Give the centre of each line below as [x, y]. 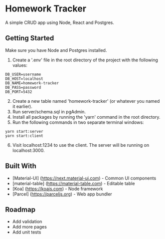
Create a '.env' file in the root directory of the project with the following [85, 60]
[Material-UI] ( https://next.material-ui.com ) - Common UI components [84, 178]
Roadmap [20, 209]
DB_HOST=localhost [24, 79]
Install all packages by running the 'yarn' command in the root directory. [86, 117]
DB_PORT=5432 [19, 92]
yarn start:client [24, 136]
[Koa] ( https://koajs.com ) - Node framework [58, 189]
